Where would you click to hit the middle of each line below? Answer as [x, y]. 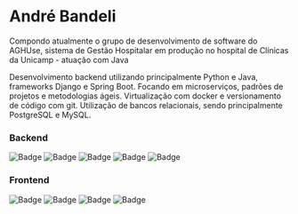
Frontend [29, 180]
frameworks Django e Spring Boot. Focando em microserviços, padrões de [146, 86]
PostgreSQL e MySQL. [50, 115]
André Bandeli [63, 16]
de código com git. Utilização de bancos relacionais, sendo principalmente [146, 105]
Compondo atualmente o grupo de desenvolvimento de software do [133, 41]
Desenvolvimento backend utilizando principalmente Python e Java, [133, 76]
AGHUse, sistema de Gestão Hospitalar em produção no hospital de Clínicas [149, 50]
